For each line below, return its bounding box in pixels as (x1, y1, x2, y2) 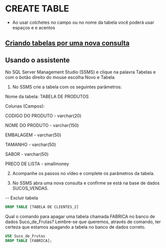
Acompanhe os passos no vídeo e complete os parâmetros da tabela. (12, 171, 155, 177)
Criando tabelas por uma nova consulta (5, 39, 130, 48)
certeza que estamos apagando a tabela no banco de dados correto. (5, 224, 146, 230)
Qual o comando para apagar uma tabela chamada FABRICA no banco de (5, 214, 155, 220)
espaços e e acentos (12, 24, 56, 30)
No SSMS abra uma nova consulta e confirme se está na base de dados (12, 180, 160, 186)
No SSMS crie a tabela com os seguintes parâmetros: (12, 84, 122, 90)
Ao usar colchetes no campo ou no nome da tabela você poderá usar (12, 19, 155, 25)
